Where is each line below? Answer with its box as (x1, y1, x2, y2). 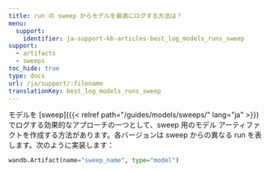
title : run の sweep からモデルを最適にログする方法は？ (8, 11, 182, 20)
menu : (8, 19, 27, 27)
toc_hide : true (8, 65, 60, 73)
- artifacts (15, 49, 57, 57)
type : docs (8, 72, 45, 80)
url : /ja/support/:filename (8, 79, 104, 87)
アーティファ (218, 120, 261, 130)
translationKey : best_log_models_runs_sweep (8, 86, 161, 95)
